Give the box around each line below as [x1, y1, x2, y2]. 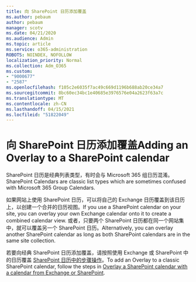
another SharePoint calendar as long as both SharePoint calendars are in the [6, 231, 190, 238]
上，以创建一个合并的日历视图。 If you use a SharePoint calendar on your [6, 204, 181, 211]
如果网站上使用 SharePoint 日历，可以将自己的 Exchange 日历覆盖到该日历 [6, 196, 185, 203]
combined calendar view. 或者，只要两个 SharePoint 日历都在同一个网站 [6, 217, 180, 224]
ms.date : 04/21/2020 [6, 30, 57, 36]
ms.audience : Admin [6, 36, 54, 41]
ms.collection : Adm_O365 [6, 62, 67, 69]
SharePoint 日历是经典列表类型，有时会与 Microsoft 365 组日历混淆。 [6, 172, 173, 179]
